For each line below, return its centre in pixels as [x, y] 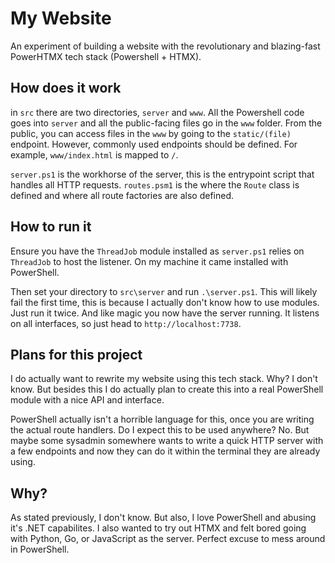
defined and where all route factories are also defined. [122, 195]
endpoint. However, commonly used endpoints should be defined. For [154, 144]
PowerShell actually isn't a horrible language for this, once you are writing [162, 419]
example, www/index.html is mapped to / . [94, 154]
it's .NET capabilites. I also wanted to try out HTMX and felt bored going [158, 528]
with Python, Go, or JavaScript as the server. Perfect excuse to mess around [168, 539]
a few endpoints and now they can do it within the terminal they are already [165, 451]
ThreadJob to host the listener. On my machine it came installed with [149, 261]
